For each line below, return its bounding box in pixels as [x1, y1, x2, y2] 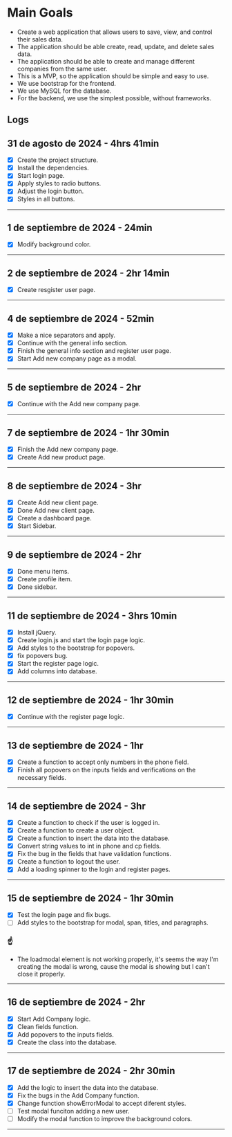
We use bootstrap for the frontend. [17, 79, 116, 87]
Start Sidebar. [17, 522, 57, 530]
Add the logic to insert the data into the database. [17, 1083, 159, 1091]
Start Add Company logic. [17, 1015, 91, 1023]
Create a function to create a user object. [17, 826, 135, 835]
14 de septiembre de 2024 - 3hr [7, 800, 146, 812]
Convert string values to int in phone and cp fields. [17, 842, 162, 851]
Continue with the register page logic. [17, 713, 125, 721]
